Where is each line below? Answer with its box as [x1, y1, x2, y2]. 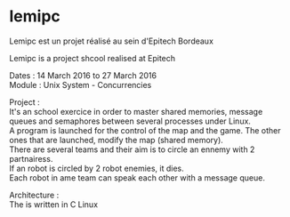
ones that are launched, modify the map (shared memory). [9, 134, 224, 145]
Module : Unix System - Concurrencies [9, 79, 152, 90]
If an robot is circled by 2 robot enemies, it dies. [9, 163, 184, 173]
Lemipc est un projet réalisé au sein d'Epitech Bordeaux [9, 36, 213, 46]
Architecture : [9, 189, 60, 200]
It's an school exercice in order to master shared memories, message [9, 106, 263, 117]
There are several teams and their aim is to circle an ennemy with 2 [9, 144, 255, 155]
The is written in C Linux [9, 198, 99, 210]
